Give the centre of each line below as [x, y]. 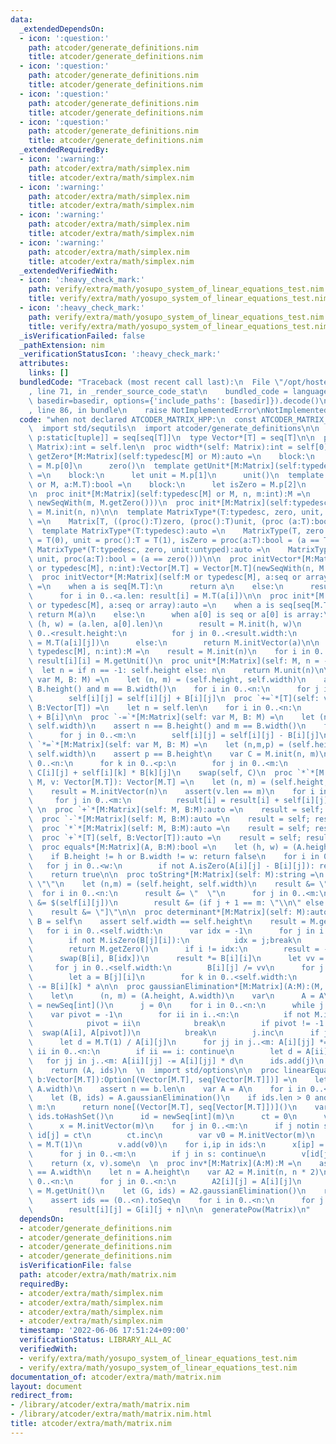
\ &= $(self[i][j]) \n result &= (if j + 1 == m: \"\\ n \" [165, 903]
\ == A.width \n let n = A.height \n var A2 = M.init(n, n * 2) [174, 1172]
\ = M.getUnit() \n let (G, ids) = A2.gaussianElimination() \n [167, 1191]
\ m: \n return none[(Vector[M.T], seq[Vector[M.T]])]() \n [163, 1107]
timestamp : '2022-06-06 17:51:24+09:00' [104, 1331]
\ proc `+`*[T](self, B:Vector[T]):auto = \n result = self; [165, 837]
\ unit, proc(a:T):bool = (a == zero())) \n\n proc [138, 559]
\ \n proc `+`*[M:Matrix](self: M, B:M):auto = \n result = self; [176, 810]
